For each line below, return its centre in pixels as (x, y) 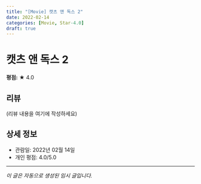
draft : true (21, 28)
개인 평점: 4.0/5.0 (36, 157)
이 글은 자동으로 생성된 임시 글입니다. (49, 175)
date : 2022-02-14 (28, 17)
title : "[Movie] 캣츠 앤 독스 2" (45, 12)
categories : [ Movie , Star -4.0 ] (45, 23)
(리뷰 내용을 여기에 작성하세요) (42, 114)
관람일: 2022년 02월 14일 (45, 149)
